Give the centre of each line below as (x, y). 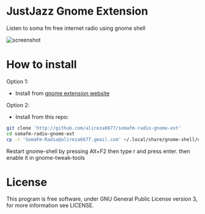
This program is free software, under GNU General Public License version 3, (102, 199)
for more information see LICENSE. (50, 205)
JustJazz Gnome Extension (77, 11)
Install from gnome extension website (62, 93)
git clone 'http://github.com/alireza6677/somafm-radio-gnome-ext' (94, 128)
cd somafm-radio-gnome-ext (41, 134)
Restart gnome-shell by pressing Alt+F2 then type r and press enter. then (98, 151)
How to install (42, 65)
